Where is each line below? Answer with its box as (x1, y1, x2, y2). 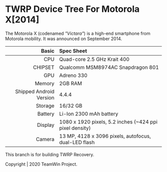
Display (37, 121, 55, 128)
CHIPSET (33, 63, 55, 70)
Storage (35, 102, 55, 109)
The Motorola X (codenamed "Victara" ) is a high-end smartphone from (5, 30, 151, 36)
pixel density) (59, 124, 91, 131)
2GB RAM (59, 80, 82, 87)
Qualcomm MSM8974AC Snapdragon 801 (59, 63, 159, 70)
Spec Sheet (59, 47, 87, 54)
